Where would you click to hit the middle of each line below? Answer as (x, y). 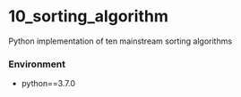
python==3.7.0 (48, 84)
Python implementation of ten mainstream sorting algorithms (120, 41)
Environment (37, 64)
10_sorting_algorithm (89, 16)
